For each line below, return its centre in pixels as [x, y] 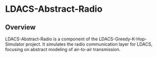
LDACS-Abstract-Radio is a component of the [52, 39]
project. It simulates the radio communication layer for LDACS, [89, 44]
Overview [21, 27]
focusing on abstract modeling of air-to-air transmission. [63, 49]
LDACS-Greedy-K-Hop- [123, 39]
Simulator [15, 44]
